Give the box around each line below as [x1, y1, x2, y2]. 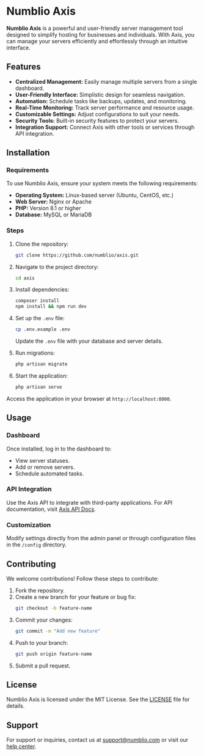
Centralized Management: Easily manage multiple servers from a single [15, 78, 197, 85]
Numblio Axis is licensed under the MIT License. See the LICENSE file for [6, 695, 190, 703]
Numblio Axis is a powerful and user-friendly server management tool [6, 24, 183, 32]
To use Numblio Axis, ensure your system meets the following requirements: [6, 180, 199, 187]
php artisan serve [15, 384, 62, 390]
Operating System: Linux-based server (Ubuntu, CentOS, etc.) [15, 191, 174, 199]
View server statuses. [15, 457, 70, 464]
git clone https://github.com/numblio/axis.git [15, 252, 139, 258]
